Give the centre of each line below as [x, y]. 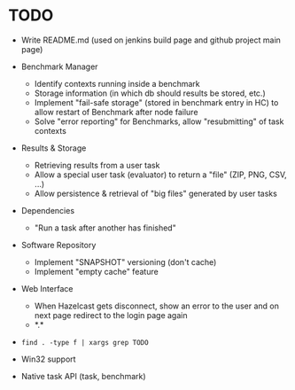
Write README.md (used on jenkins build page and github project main [151, 40]
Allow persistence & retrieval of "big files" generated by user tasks [156, 193]
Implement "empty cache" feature [96, 271]
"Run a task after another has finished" [105, 228]
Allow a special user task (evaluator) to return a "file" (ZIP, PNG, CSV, [160, 175]
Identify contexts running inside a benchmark [117, 83]
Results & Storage [54, 148]
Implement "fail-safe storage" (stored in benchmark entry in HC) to [156, 102]
